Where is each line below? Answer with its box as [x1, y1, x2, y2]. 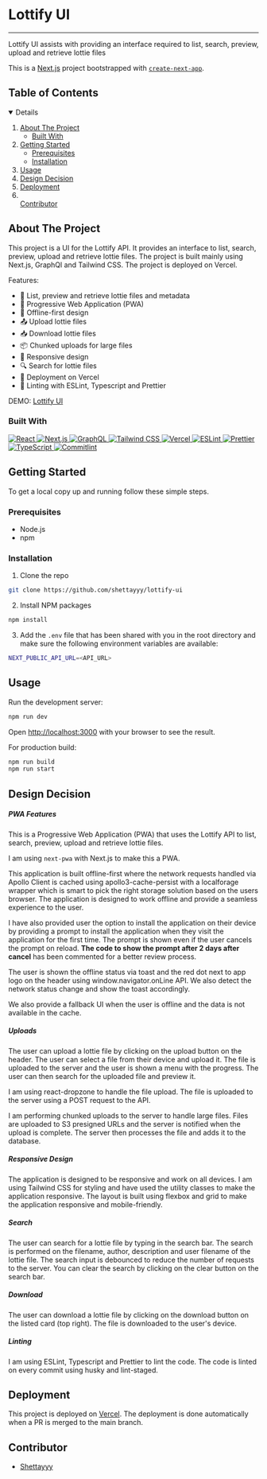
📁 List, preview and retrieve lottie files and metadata [19, 290, 191, 300]
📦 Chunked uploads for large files [19, 340, 133, 350]
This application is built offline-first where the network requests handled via [8, 868, 257, 878]
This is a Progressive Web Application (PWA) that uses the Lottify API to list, [8, 829, 257, 839]
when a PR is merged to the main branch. [8, 1418, 143, 1427]
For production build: [8, 742, 77, 752]
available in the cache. [8, 1007, 82, 1017]
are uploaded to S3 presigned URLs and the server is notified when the [8, 1119, 241, 1128]
